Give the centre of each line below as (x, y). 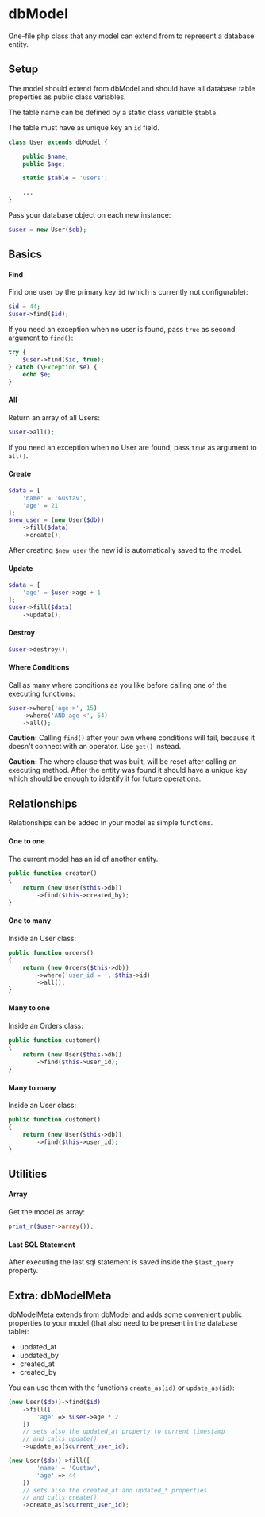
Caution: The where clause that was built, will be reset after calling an (123, 762)
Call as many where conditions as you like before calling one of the (118, 685)
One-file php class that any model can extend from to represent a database (131, 36)
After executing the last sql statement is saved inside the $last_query (121, 1262)
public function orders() (51, 953)
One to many (30, 921)
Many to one (29, 1007)
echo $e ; (37, 374)
